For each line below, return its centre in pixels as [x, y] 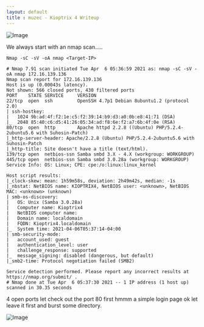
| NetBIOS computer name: [42, 213]
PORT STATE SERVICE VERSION [51, 95]
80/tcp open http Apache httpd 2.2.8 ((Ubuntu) [80, 128]
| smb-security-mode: [34, 234]
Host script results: [34, 175]
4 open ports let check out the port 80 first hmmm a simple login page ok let [102, 299]
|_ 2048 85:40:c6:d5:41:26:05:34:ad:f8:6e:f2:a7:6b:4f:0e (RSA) [91, 122]
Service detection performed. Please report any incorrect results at [98, 271]
